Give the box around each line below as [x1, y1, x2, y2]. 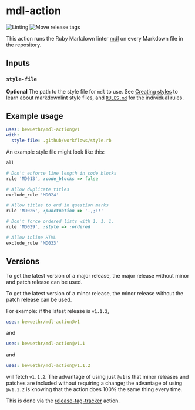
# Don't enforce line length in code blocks [6, 170, 117, 176]
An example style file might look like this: [6, 148, 105, 155]
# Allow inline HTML [6, 234, 57, 241]
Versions [6, 256, 40, 266]
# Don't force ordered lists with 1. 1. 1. [6, 219, 115, 225]
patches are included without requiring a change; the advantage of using [6, 379, 183, 386]
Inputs [6, 58, 31, 68]
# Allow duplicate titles [6, 186, 69, 192]
